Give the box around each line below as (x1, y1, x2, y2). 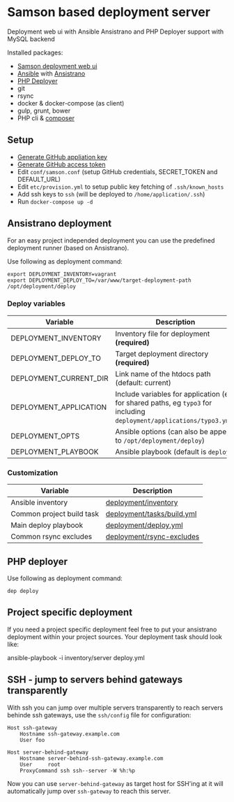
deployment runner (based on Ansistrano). (7, 243, 130, 252)
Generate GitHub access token (17, 160, 106, 169)
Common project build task (10, 509, 100, 519)
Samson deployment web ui (17, 62, 97, 70)
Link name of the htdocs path (115, 368, 211, 378)
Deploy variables (7, 299, 66, 308)
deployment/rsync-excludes (105, 532, 200, 542)
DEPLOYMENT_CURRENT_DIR (10, 373, 109, 383)
